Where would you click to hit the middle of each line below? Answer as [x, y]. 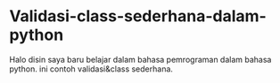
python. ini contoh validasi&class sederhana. [91, 69]
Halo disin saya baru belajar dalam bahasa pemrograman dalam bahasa [140, 59]
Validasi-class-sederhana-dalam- [138, 16]
